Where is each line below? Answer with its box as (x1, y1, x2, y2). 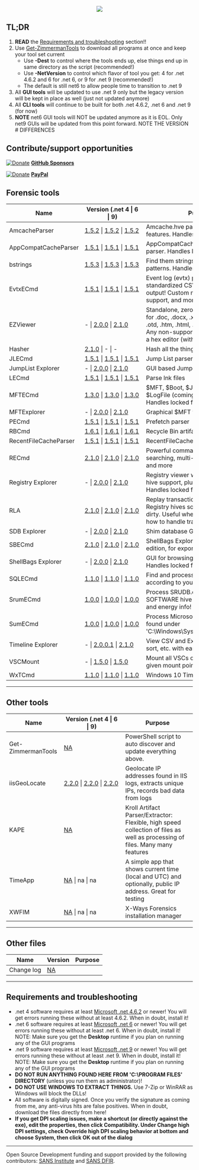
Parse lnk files (146, 374, 185, 382)
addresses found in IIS (125, 772, 188, 780)
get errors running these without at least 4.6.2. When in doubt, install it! (14, 1014, 188, 1021)
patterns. (146, 264, 171, 273)
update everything (125, 747, 176, 756)
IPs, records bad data (125, 787, 185, 795)
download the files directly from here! (14, 1108, 107, 1115)
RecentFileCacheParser (9, 437, 75, 445)
